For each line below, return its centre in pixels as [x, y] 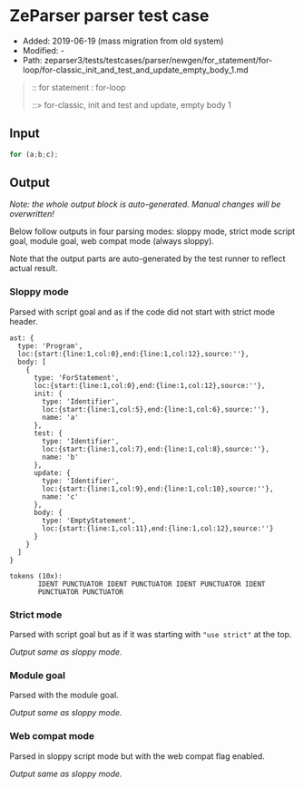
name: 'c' [60, 496]
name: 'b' [60, 457]
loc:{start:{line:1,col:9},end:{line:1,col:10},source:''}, [158, 489]
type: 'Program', [50, 345]
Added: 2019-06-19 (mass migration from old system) [123, 41]
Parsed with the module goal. [64, 696]
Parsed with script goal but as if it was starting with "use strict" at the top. [151, 635]
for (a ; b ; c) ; [34, 154]
